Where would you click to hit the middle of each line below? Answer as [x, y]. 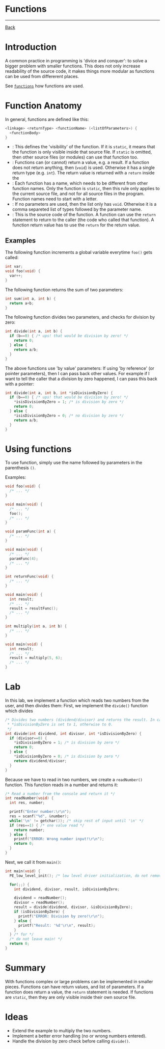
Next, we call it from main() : [33, 862]
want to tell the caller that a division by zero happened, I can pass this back [81, 379]
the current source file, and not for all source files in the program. [78, 194]
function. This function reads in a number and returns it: [62, 785]
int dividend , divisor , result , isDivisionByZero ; [67, 889]
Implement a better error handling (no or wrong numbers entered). [79, 1036]
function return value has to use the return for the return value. [76, 225]
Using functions [39, 449]
